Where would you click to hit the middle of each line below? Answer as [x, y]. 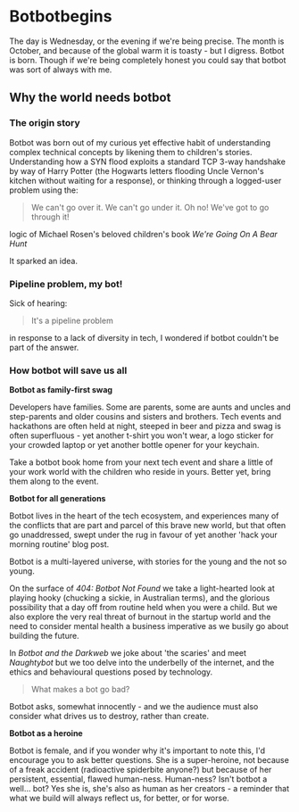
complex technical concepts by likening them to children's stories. [131, 152]
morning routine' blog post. [59, 544]
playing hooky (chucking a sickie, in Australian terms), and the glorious [140, 598]
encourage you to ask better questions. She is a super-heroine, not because [149, 760]
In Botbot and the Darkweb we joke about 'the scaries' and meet [128, 653]
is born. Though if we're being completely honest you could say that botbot [148, 60]
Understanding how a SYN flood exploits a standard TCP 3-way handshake [147, 162]
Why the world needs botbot [90, 98]
